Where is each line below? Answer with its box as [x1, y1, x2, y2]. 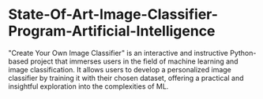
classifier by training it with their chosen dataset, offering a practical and [8, 73, 244, 82]
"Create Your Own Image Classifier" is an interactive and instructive [8, 48, 229, 57]
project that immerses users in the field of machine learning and [30, 57, 239, 66]
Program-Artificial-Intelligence [8, 22, 216, 40]
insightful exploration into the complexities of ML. [8, 81, 169, 91]
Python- [230, 48, 257, 57]
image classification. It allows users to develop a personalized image [8, 64, 231, 74]
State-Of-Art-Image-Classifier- [8, 5, 219, 24]
